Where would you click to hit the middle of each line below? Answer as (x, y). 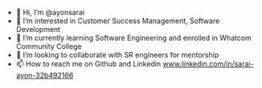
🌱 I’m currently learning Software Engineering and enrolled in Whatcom (133, 38)
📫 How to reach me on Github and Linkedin (88, 64)
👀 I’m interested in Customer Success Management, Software (118, 21)
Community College (49, 46)
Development (38, 29)
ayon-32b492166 (45, 75)
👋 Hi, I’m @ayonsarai (50, 12)
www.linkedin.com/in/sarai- (209, 64)
